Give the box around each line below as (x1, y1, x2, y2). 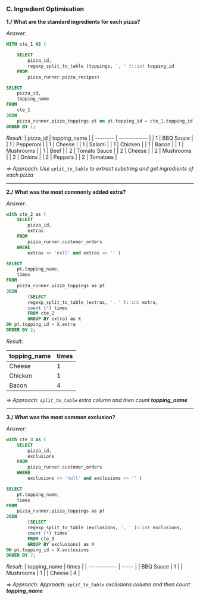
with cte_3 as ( (6, 436, 46, 442)
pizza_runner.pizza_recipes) (27, 74, 100, 80)
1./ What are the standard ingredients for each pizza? (6, 18, 140, 26)
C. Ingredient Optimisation (6, 5, 85, 13)
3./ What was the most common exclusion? (6, 413, 115, 420)
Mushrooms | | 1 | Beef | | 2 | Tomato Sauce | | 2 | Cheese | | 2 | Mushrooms (6, 147, 192, 154)
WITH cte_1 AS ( (6, 41, 46, 48)
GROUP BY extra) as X (27, 316, 82, 322)
